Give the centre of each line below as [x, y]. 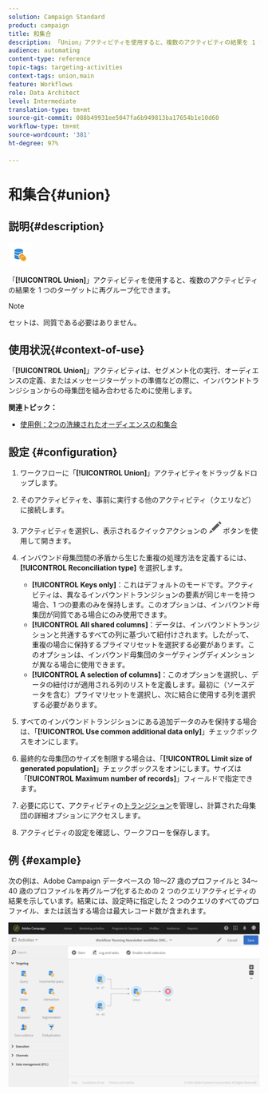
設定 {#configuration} [63, 452]
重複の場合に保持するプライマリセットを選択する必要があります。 [140, 645]
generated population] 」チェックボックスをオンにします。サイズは [130, 769]
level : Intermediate [43, 101]
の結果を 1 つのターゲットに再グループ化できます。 [92, 290]
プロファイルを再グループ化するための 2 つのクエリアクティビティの [145, 891]
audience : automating [44, 51]
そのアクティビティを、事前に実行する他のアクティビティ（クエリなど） [138, 500]
